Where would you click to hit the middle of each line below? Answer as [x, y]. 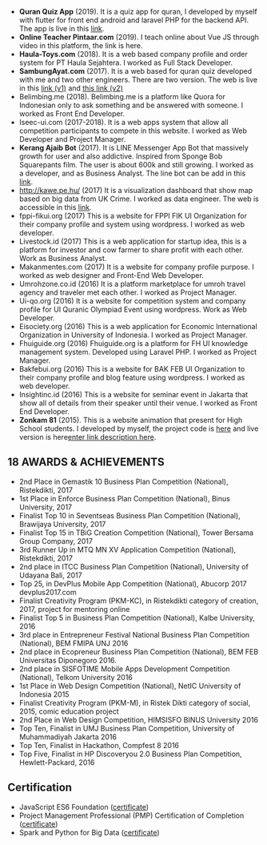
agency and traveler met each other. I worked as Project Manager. [128, 292]
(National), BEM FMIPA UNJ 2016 [74, 643]
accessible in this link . [56, 207]
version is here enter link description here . [88, 437]
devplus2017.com [48, 592]
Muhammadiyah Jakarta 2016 [68, 737]
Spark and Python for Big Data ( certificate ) [90, 832]
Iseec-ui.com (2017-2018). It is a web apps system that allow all [124, 122]
